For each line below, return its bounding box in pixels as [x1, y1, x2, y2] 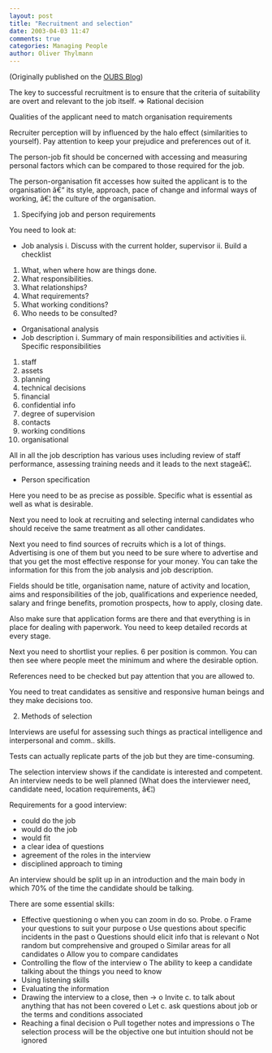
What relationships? [20, 283, 88, 292]
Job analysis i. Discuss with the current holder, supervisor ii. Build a [20, 241, 248, 250]
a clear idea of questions [20, 842, 105, 851]
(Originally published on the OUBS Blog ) [9, 72, 144, 81]
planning [20, 374, 51, 384]
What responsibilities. [20, 274, 94, 283]
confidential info [20, 400, 76, 410]
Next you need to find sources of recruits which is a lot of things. [9, 539, 227, 549]
